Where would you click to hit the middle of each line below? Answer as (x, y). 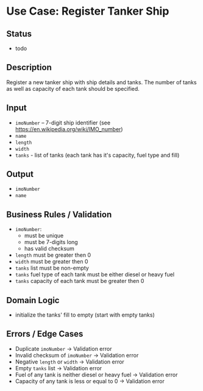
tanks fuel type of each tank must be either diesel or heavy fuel (95, 274)
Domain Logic (33, 300)
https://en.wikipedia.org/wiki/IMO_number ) (69, 129)
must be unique (44, 235)
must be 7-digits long (51, 242)
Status (19, 34)
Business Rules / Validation (59, 214)
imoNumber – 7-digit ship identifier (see (63, 123)
